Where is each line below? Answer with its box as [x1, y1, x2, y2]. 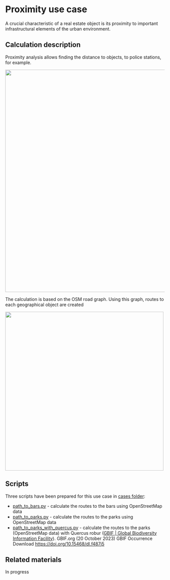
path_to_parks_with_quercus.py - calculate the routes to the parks [12, 525, 151, 531]
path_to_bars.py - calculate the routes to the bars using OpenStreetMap [12, 503, 163, 509]
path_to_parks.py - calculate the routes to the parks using [12, 513, 133, 520]
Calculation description [5, 41, 81, 49]
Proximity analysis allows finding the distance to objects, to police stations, [5, 54, 161, 60]
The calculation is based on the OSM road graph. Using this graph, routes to [5, 296, 164, 302]
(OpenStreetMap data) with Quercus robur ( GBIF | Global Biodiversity [12, 530, 157, 536]
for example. [5, 59, 32, 66]
